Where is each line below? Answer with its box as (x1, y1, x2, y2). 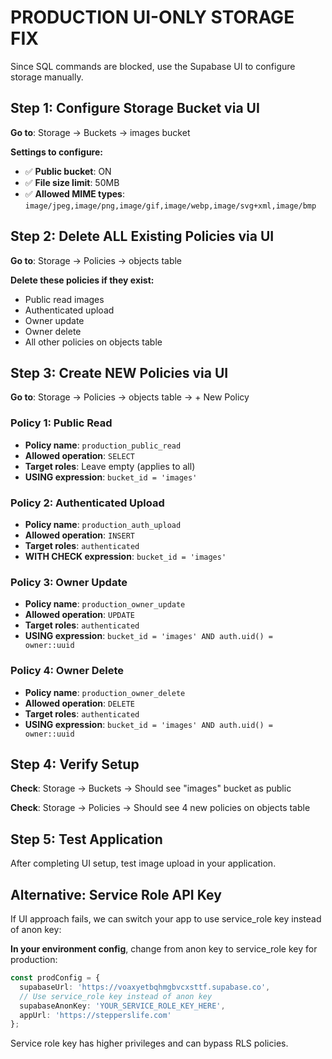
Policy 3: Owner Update (10, 575, 128, 589)
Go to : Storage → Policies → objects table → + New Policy (10, 391, 250, 403)
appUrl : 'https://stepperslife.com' (19, 1010, 172, 1020)
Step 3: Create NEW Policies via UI (10, 364, 229, 381)
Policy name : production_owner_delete (24, 686, 186, 698)
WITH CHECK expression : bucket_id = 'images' (24, 550, 227, 562)
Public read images (24, 293, 105, 305)
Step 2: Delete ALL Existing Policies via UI (10, 228, 275, 245)
